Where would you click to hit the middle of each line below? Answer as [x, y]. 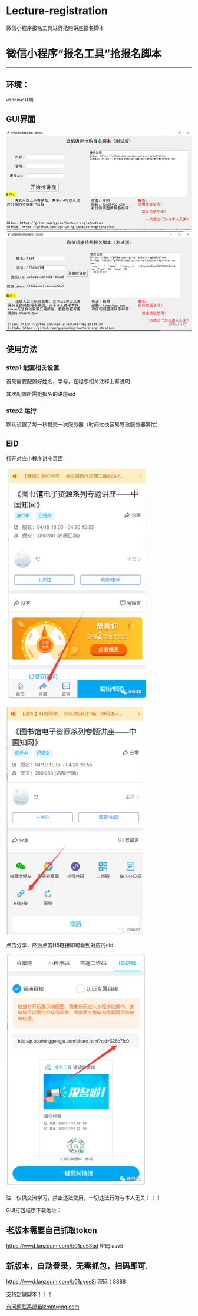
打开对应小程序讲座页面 [34, 458]
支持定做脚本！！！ [29, 1294]
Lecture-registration [57, 11]
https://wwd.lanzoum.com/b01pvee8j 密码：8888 [66, 1281]
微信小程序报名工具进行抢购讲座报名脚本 [55, 28]
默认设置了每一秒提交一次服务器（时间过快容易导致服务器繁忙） [83, 425]
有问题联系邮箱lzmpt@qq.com [43, 1307]
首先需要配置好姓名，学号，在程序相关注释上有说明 [68, 381]
